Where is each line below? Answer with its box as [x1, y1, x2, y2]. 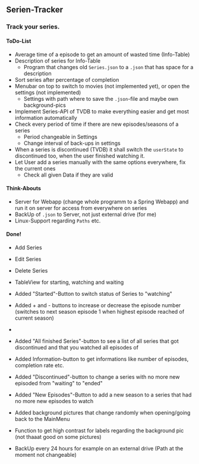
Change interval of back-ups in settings [23, 140, 121, 147]
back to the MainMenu [14, 415, 70, 422]
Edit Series [14, 255, 42, 262]
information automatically [14, 114, 77, 121]
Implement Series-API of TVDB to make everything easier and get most [14, 107, 189, 115]
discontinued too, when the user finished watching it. [14, 152, 146, 159]
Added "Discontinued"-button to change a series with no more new [14, 373, 180, 381]
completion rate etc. [14, 361, 64, 369]
